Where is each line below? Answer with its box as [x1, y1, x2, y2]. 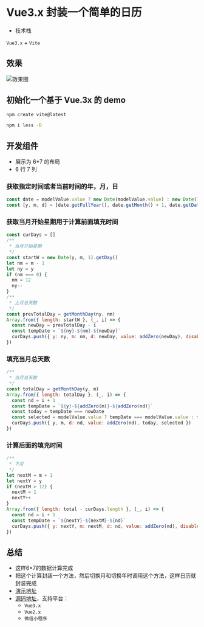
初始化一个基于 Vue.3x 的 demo [6, 95, 126, 105]
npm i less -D [6, 122, 42, 128]
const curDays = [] [6, 232, 56, 238]
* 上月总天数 [8, 299, 38, 306]
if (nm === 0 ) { [6, 271, 47, 277]
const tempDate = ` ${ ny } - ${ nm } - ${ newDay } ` [12, 328, 121, 334]
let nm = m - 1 [6, 260, 45, 266]
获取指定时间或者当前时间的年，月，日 [6, 182, 118, 191]
